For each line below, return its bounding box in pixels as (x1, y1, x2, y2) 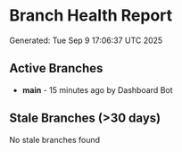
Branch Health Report (9, 5, 173, 26)
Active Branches (9, 61, 103, 76)
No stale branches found (9, 134, 101, 145)
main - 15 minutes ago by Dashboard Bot (21, 84, 173, 95)
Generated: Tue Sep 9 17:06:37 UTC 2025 (9, 35, 163, 46)
